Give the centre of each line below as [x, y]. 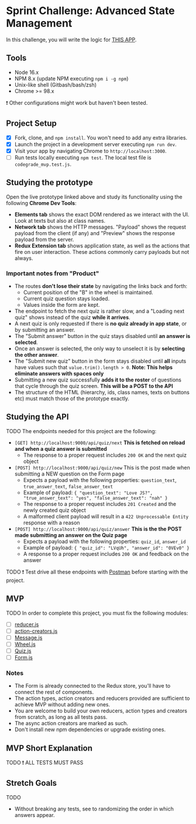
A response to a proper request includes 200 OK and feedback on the [106, 554]
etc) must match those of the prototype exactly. [72, 398]
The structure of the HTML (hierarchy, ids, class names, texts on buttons [102, 392]
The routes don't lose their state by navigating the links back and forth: [101, 286]
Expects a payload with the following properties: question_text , [100, 480]
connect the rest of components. [54, 692]
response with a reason [51, 522]
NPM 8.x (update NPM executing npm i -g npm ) [71, 78]
